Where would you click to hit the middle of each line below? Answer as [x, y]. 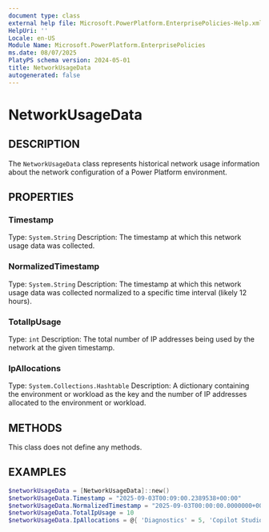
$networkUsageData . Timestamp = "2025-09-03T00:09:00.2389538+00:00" [125, 498]
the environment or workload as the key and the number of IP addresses [128, 394]
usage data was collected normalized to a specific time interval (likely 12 [128, 292]
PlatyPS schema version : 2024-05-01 [69, 61]
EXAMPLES [37, 472]
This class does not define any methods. [75, 447]
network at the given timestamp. [62, 347]
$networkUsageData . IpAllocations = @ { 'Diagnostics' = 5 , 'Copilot [123, 521]
